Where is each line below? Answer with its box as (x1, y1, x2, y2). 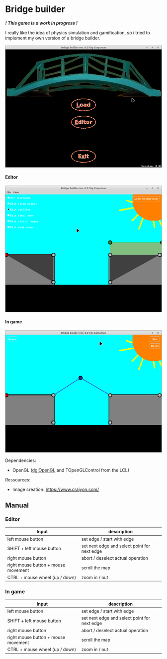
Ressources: (5, 477, 31, 483)
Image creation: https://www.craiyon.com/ (12, 486, 99, 492)
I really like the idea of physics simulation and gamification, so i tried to (5, 29, 150, 35)
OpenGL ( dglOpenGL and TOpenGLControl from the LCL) (12, 467, 130, 473)
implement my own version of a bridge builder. (5, 35, 100, 41)
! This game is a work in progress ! (5, 20, 78, 26)
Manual (5, 501, 29, 509)
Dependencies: (5, 457, 36, 463)
